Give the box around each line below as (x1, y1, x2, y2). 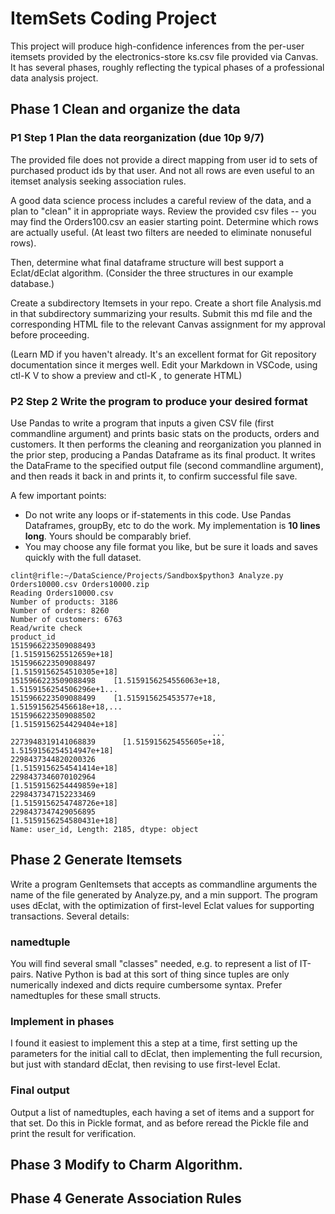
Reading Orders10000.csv (10, 588, 114, 598)
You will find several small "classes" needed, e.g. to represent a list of (10, 958, 298, 970)
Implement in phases (10, 1014, 115, 1028)
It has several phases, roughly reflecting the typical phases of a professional (10, 61, 325, 73)
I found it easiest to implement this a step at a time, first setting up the (10, 1037, 298, 1049)
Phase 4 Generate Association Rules (10, 1190, 242, 1207)
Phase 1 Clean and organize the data (10, 101, 241, 118)
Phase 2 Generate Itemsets (10, 852, 183, 869)
